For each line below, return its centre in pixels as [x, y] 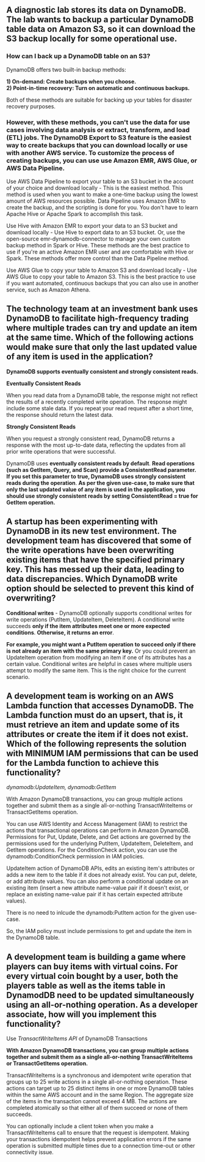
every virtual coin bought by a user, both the [92, 976]
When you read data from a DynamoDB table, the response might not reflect [102, 395]
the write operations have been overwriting [90, 550]
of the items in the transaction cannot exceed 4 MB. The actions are [92, 1101]
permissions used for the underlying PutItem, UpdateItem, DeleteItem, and [100, 844]
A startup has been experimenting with [82, 522]
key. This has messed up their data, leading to [95, 570]
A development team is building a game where [96, 957]
